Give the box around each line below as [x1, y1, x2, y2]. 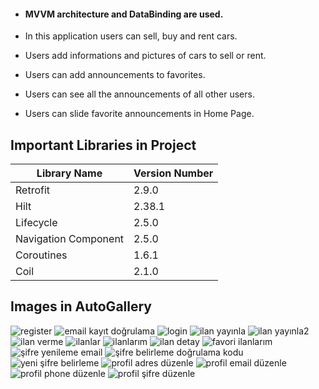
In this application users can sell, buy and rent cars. [24, 30, 238, 42]
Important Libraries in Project [10, 136, 197, 154]
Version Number [133, 166, 214, 180]
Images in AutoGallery [10, 298, 152, 315]
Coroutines [15, 248, 68, 262]
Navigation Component [15, 232, 125, 246]
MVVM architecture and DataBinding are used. [24, 8, 224, 20]
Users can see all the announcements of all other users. [24, 88, 255, 100]
